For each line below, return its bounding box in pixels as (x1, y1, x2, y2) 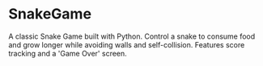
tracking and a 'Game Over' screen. (8, 48, 127, 58)
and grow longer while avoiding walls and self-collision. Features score (8, 39, 245, 49)
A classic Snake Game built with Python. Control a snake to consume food (8, 31, 256, 41)
